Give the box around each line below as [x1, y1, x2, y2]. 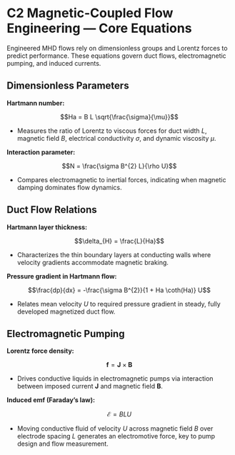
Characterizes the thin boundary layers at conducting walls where [16, 250, 211, 259]
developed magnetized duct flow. [16, 307, 116, 316]
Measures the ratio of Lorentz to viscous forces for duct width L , [16, 126, 207, 135]
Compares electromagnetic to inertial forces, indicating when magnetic [16, 175, 226, 184]
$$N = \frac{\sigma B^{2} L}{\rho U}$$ [61, 161, 177, 170]
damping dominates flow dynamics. [16, 183, 122, 191]
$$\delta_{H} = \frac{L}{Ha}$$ [74, 236, 165, 245]
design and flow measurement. [16, 439, 109, 448]
